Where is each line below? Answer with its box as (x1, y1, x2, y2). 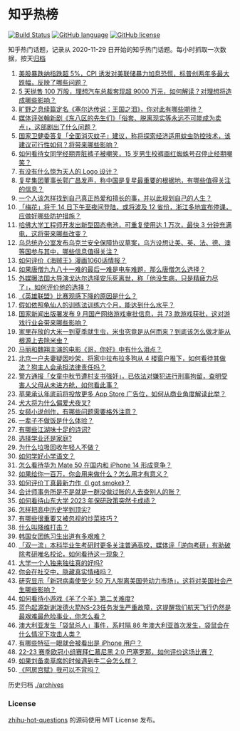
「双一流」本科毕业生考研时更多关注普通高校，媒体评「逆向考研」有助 (18, 540, 225, 549)
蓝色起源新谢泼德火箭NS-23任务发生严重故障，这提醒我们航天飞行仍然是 (18, 603, 231, 611)
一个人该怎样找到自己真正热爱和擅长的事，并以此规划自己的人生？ (18, 194, 212, 202)
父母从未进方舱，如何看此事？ (31, 380, 119, 389)
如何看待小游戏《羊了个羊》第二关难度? (18, 594, 135, 602)
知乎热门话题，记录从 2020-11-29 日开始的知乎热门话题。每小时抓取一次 (8, 45, 220, 53)
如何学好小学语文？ (18, 451, 75, 460)
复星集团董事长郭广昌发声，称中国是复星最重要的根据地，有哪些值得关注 (18, 176, 231, 184)
